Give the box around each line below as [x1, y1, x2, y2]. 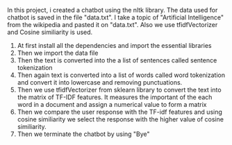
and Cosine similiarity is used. [7, 28, 93, 36]
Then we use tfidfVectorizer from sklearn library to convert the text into [17, 86, 222, 94]
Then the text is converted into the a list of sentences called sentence [17, 56, 217, 65]
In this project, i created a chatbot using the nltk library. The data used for [7, 6, 218, 14]
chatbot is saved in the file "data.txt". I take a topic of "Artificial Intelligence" [7, 13, 224, 22]
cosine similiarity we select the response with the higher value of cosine [17, 115, 224, 123]
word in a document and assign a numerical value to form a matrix [17, 101, 207, 108]
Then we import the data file [17, 49, 99, 57]
